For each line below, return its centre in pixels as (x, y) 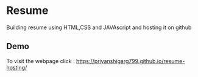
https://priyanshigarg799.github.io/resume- (130, 61)
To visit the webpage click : (41, 61)
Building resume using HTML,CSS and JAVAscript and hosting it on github (99, 27)
